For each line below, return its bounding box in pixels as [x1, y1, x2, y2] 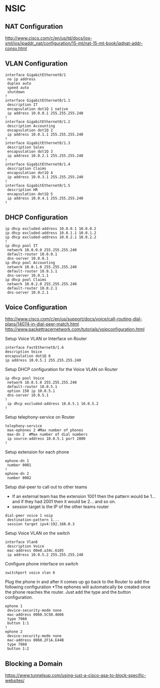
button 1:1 [7, 621, 29, 626]
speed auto [7, 85, 29, 90]
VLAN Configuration [5, 59, 68, 68]
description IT [7, 102, 38, 107]
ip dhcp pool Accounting [5, 260, 55, 265]
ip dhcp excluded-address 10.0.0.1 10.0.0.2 [5, 226, 96, 231]
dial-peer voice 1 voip [5, 513, 53, 518]
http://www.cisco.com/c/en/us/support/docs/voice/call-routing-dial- [5, 316, 142, 322]
